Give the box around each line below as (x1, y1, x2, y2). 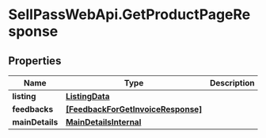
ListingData (66, 91, 110, 102)
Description (209, 78, 255, 88)
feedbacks (12, 104, 54, 114)
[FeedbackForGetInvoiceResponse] (66, 104, 203, 114)
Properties (8, 54, 62, 67)
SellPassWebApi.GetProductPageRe (8, 6, 251, 24)
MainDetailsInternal (66, 117, 142, 128)
